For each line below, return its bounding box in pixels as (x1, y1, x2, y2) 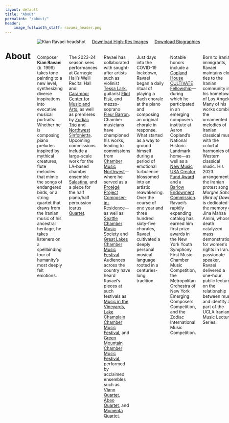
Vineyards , (103, 304, 126, 310)
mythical (37, 153, 55, 159)
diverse (37, 91, 52, 97)
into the (137, 60, 152, 66)
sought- (113, 65, 130, 71)
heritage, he (37, 226, 62, 232)
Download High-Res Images (92, 39, 148, 45)
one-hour (203, 272, 222, 279)
